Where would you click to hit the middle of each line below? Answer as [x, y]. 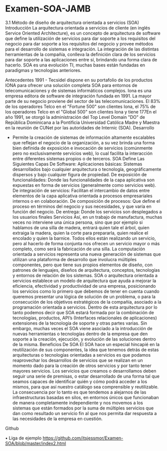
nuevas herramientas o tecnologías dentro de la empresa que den [80, 334]
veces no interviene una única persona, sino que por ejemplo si [78, 222]
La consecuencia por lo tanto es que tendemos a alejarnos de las [79, 392]
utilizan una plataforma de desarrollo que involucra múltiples [75, 259]
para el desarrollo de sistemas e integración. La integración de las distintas [82, 49]
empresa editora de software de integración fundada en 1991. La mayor [78, 96]
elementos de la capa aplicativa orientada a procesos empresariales [83, 196]
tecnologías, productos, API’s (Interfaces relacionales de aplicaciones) [84, 318]
